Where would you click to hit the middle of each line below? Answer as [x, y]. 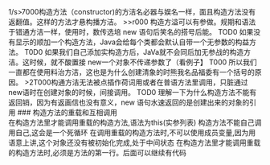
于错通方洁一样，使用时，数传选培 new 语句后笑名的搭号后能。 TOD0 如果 [131, 32]
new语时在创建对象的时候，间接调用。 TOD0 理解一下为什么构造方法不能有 [133, 92]
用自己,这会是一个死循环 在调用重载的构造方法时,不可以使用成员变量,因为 [129, 132]
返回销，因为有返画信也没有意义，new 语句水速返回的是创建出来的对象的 [129, 102]
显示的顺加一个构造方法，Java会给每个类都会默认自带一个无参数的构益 [132, 42]
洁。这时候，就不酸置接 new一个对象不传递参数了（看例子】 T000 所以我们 [133, 62]
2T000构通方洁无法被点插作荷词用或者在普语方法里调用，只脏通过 [139, 82]
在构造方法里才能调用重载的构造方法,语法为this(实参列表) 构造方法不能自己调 [135, 122]
